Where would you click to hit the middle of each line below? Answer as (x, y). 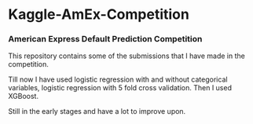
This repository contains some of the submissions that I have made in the (126, 56)
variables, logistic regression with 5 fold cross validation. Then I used (120, 88)
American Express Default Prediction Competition (105, 39)
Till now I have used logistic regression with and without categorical (118, 79)
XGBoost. (24, 97)
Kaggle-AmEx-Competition (99, 15)
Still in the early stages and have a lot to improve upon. (97, 111)
